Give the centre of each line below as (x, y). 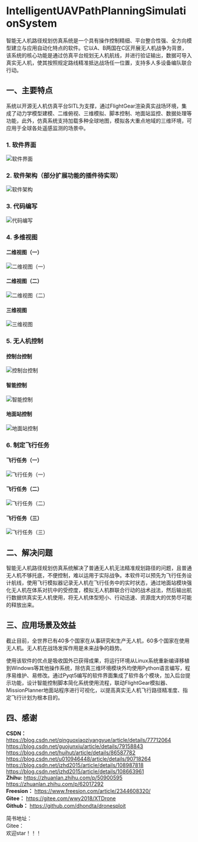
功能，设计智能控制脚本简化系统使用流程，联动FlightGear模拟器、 (91, 682)
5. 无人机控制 (25, 341)
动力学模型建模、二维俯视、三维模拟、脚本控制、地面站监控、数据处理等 (104, 113)
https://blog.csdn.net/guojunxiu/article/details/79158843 (75, 746)
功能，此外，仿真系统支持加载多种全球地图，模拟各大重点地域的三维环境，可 (99, 121)
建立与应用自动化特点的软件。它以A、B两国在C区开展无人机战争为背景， (99, 48)
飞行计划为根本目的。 (37, 697)
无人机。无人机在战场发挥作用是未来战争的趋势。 (65, 648)
